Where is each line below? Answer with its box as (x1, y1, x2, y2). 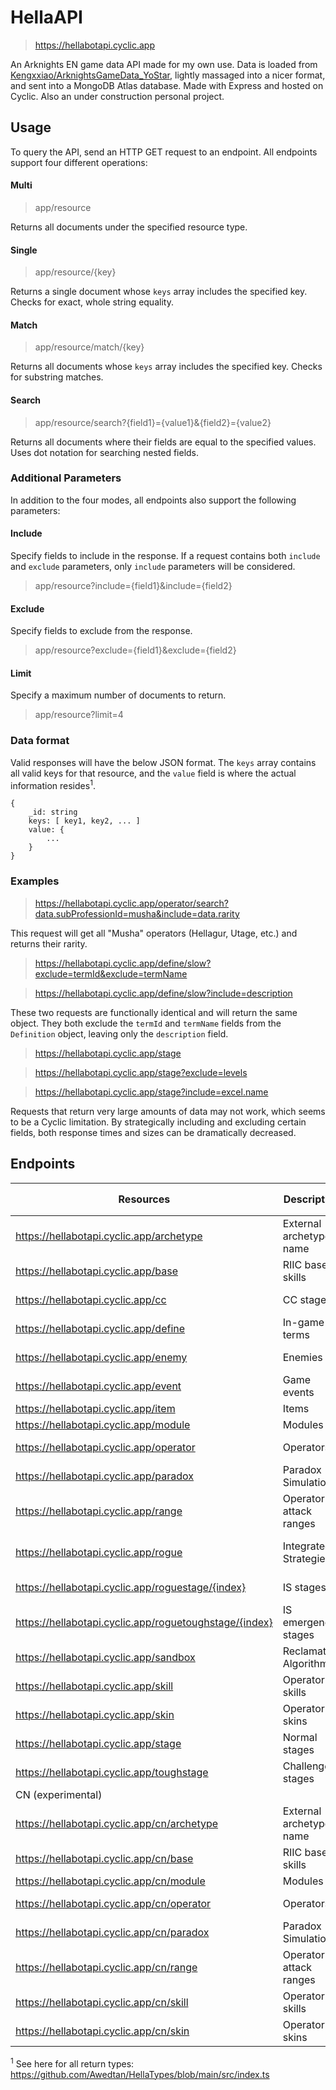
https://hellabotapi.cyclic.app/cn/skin (15, 2024, 190, 2038)
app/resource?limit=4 (34, 709, 124, 721)
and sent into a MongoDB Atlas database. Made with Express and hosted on (10, 79, 324, 91)
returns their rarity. (10, 937, 88, 950)
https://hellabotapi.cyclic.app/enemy (15, 1350, 188, 1364)
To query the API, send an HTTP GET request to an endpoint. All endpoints (10, 146, 318, 158)
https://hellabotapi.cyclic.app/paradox (15, 1469, 195, 1483)
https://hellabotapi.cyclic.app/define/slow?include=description (34, 987, 293, 999)
